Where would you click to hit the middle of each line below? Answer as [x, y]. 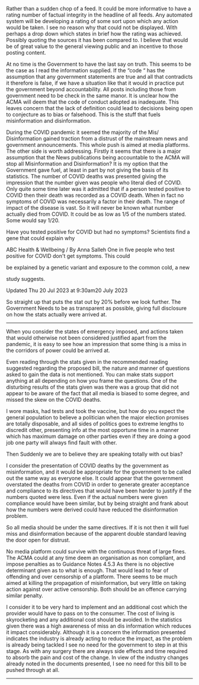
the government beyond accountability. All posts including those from [91, 89]
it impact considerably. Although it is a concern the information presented [96, 632]
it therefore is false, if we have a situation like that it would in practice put [95, 83]
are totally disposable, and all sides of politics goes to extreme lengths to [95, 424]
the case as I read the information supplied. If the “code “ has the [86, 70]
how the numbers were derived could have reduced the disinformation [92, 510]
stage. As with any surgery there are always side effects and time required [97, 651]
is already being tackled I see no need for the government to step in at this [97, 645]
